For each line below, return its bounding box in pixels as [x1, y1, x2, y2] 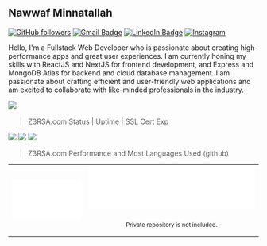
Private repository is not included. [126, 221, 218, 229]
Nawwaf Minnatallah [8, 6, 113, 20]
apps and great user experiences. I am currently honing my [52, 51, 246, 60]
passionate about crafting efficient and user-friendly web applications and [8, 76, 251, 86]
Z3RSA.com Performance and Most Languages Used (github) [27, 148, 229, 158]
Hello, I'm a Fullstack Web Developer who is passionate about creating [8, 43, 239, 52]
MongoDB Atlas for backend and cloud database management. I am [8, 67, 230, 78]
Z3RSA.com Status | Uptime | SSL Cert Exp [27, 117, 169, 126]
